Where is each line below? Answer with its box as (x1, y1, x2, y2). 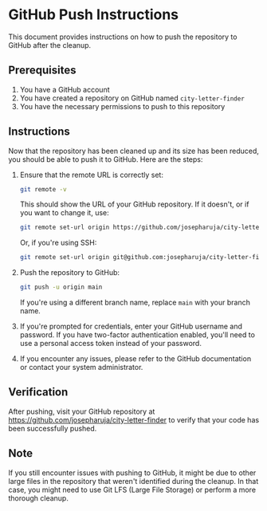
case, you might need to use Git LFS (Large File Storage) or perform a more (8, 485, 257, 494)
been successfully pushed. (8, 423, 97, 433)
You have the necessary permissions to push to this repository (19, 101, 226, 111)
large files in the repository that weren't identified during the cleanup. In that (8, 476, 259, 485)
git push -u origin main (19, 283, 103, 292)
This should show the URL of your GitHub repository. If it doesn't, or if (19, 199, 249, 209)
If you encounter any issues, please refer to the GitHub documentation (19, 354, 252, 364)
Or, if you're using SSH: (19, 238, 97, 248)
